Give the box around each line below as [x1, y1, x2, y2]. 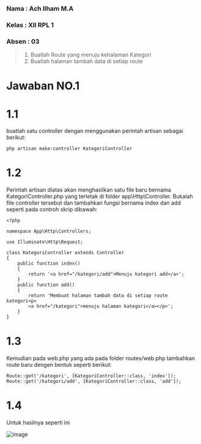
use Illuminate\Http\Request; [6, 239, 84, 246]
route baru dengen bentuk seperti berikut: [6, 361, 112, 369]
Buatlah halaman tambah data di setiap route [30, 58, 144, 65]
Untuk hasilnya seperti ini [6, 419, 70, 426]
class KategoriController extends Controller [6, 250, 124, 256]
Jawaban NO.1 [6, 79, 80, 93]
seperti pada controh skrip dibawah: [6, 206, 98, 213]
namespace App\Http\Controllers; [6, 228, 92, 235]
